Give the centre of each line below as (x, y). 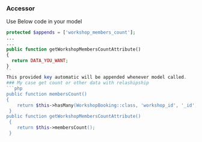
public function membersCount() (47, 94)
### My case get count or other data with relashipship (78, 83)
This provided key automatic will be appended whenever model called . (96, 77)
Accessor (20, 8)
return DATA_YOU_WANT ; (40, 60)
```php (14, 88)
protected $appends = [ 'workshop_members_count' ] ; (71, 32)
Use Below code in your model (44, 22)
